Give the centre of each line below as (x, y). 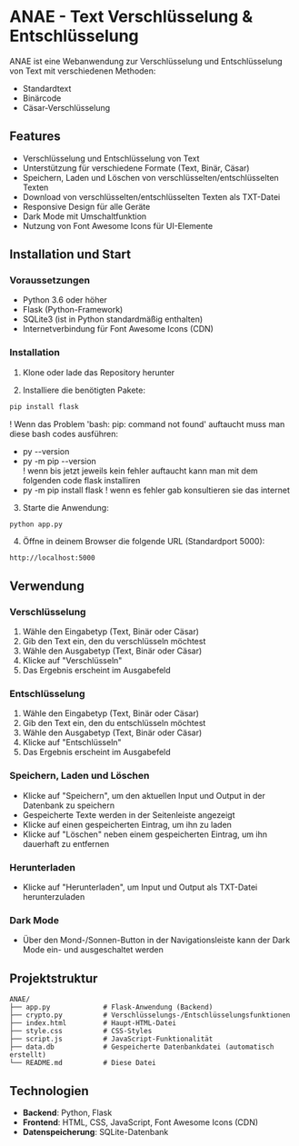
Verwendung (47, 586)
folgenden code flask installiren (81, 480)
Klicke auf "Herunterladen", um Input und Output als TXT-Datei (140, 887)
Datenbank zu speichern (69, 805)
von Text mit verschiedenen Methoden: (83, 71)
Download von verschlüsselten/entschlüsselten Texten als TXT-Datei (151, 196)
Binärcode (42, 98)
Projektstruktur (54, 978)
